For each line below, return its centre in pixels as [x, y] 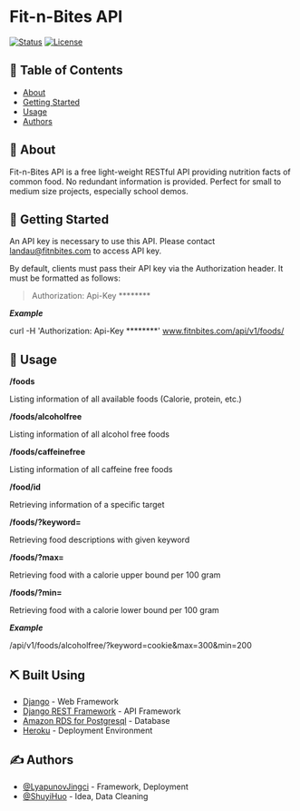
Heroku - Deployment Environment [87, 730]
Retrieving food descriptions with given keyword [100, 540]
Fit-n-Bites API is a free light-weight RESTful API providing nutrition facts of [150, 172]
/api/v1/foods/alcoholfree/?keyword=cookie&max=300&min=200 [131, 646]
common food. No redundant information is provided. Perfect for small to [145, 181]
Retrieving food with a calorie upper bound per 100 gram [115, 575]
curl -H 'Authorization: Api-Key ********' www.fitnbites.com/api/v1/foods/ [147, 331]
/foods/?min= [36, 593]
